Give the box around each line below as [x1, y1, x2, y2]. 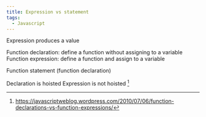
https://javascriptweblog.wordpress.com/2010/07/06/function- [15, 97, 175, 105]
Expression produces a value [6, 37, 80, 44]
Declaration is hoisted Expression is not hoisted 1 [6, 79, 130, 87]
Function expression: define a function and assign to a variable [6, 55, 166, 63]
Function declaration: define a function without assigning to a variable [6, 49, 183, 56]
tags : [6, 15, 20, 21]
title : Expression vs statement [6, 9, 89, 15]
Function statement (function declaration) [6, 67, 112, 74]
